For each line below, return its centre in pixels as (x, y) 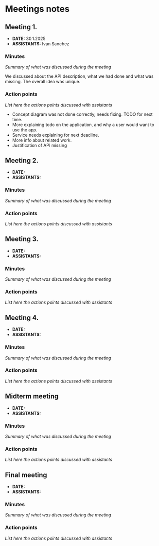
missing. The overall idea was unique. (43, 82)
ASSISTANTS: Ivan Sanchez (41, 44)
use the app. (25, 129)
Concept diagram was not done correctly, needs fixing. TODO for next (82, 114)
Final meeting (26, 475)
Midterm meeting (32, 396)
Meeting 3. (22, 239)
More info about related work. (42, 140)
